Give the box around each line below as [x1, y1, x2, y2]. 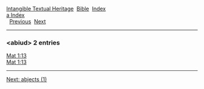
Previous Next [8, 18, 46, 25]
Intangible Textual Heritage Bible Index [6, 5, 106, 12]
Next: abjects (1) [6, 76, 47, 83]
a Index [6, 11, 25, 19]
